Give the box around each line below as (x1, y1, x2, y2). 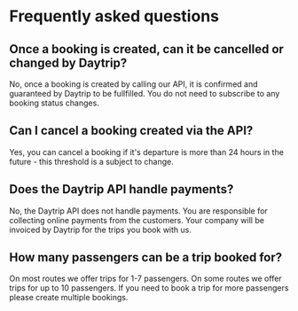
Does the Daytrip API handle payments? (9, 182, 234, 197)
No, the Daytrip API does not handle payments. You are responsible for (9, 206, 268, 216)
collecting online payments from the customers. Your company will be (9, 214, 264, 225)
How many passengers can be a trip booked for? (9, 250, 283, 265)
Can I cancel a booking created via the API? (9, 123, 254, 138)
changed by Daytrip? (9, 55, 128, 70)
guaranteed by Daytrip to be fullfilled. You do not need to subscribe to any (9, 89, 280, 98)
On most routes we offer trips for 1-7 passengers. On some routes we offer (9, 273, 282, 284)
